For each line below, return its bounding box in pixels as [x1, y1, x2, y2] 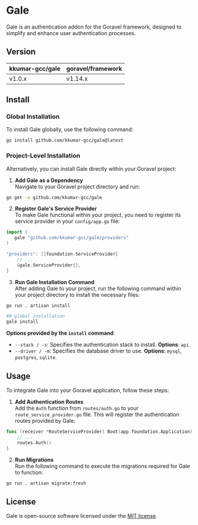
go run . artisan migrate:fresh [6, 480, 86, 486]
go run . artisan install [6, 303, 70, 309]
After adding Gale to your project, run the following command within [14, 285, 181, 292]
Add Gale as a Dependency [14, 177, 83, 184]
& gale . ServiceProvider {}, [17, 262, 81, 268]
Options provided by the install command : [6, 329, 115, 337]
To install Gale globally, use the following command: [6, 126, 134, 133]
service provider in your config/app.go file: [14, 218, 120, 225]
